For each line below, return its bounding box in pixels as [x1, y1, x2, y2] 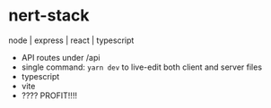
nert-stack [8, 5, 90, 26]
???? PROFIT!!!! [21, 90, 78, 101]
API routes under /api [21, 52, 101, 62]
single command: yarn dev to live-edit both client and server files [21, 62, 262, 72]
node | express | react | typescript [8, 35, 135, 46]
